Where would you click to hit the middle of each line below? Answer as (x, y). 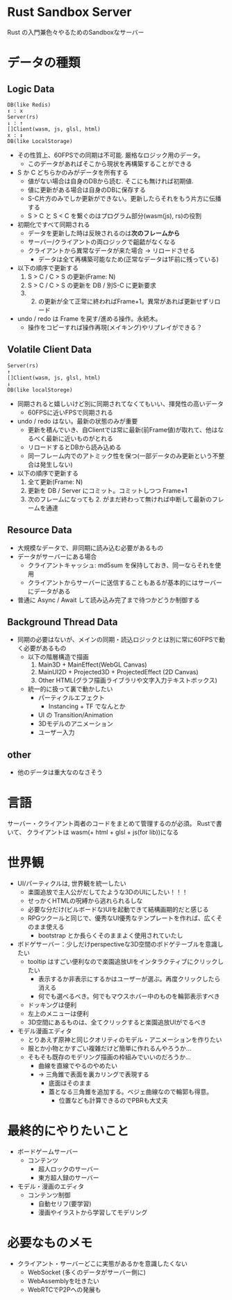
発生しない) (56, 464)
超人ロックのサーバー (68, 1169)
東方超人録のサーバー (68, 1177)
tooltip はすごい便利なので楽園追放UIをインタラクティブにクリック (123, 962)
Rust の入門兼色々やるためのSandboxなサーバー (76, 32)
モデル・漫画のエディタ (51, 1186)
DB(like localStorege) (40, 390)
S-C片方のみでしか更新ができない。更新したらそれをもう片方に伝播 (124, 198)
